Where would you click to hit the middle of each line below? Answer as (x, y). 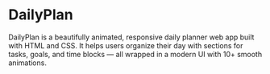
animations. (27, 63)
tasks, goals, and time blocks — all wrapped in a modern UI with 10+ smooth (135, 54)
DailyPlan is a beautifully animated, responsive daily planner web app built (131, 37)
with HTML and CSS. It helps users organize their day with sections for (126, 45)
